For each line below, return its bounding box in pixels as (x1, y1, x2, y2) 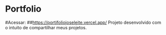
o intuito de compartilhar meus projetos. (5, 24, 87, 30)
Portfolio (5, 3, 42, 15)
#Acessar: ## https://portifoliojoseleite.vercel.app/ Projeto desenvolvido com (5, 19, 162, 25)
